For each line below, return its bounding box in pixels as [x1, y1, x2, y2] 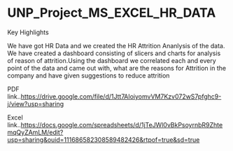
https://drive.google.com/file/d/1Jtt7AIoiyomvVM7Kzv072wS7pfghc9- [20, 92, 222, 101]
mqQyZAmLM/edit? [7, 128, 64, 136]
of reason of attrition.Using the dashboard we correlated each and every [7, 56, 217, 64]
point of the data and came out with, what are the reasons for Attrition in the [7, 64, 226, 72]
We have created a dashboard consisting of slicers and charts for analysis [7, 49, 221, 57]
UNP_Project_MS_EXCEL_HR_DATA [7, 5, 216, 21]
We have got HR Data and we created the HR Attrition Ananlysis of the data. [7, 41, 225, 50]
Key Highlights [7, 28, 49, 36]
